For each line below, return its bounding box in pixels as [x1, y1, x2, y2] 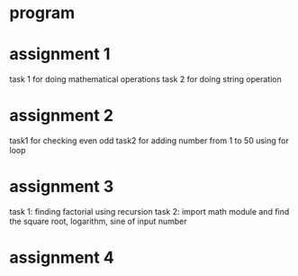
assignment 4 [9, 247, 114, 268]
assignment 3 [9, 177, 114, 197]
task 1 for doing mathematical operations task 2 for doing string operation [9, 74, 282, 85]
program [9, 3, 76, 23]
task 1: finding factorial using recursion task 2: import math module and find [9, 207, 290, 216]
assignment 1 [9, 44, 111, 65]
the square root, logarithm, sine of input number [9, 216, 187, 226]
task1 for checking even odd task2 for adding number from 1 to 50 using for [9, 135, 290, 146]
